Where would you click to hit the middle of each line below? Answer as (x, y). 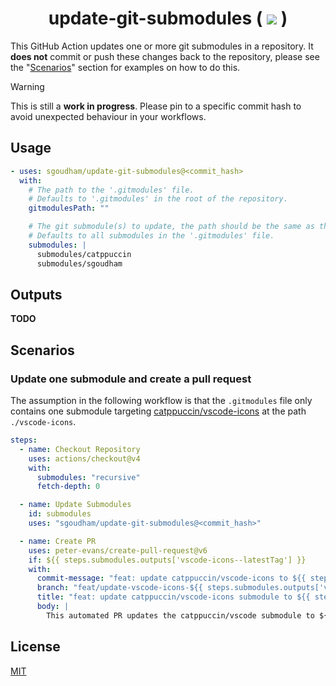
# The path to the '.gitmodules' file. (111, 190)
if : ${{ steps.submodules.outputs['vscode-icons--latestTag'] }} (167, 560)
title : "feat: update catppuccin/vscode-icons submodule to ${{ (173, 597)
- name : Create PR (58, 541)
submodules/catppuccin (84, 254)
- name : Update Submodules (75, 505)
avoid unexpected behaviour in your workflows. (108, 116)
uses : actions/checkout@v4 (84, 458)
